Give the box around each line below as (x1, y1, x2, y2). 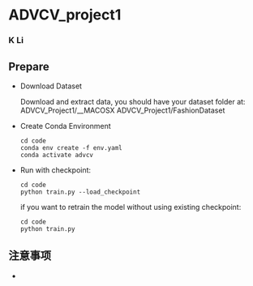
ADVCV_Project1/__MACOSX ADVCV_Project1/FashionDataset (19, 105, 225, 115)
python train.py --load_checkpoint (19, 188, 141, 196)
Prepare (8, 59, 50, 74)
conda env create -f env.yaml (19, 143, 123, 152)
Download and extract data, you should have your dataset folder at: (19, 96, 246, 106)
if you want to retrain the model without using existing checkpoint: (19, 202, 242, 211)
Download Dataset (19, 81, 83, 91)
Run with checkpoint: (19, 164, 92, 175)
